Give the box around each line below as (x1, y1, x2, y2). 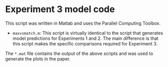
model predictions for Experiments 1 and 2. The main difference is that (12, 35, 159, 41)
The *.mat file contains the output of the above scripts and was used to (5, 50, 153, 56)
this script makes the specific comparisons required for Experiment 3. (12, 40, 158, 46)
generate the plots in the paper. (5, 55, 71, 61)
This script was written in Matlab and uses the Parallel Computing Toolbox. (5, 20, 160, 26)
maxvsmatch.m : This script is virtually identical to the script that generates (12, 30, 163, 36)
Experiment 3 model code (5, 4, 115, 15)
